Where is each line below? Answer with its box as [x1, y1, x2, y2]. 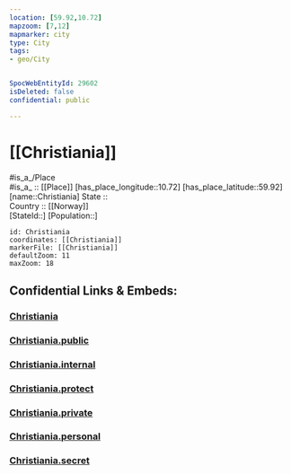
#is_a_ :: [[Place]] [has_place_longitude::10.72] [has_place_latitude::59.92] [9, 181, 283, 192]
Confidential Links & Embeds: [9, 283, 178, 298]
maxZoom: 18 [9, 259, 54, 268]
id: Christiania [9, 227, 70, 236]
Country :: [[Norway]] [9, 200, 89, 211]
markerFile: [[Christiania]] [9, 243, 119, 252]
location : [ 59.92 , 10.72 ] [9, 13, 102, 22]
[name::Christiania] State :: [9, 190, 108, 202]
